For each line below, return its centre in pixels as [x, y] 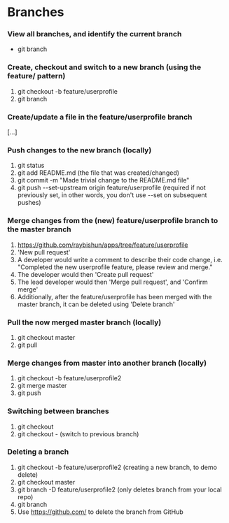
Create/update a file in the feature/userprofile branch [100, 117]
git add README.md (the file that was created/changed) [98, 173]
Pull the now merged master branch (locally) [84, 322]
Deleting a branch [38, 452]
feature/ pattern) [36, 76]
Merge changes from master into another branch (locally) [107, 363]
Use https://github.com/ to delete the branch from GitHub [100, 512]
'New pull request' [44, 252]
